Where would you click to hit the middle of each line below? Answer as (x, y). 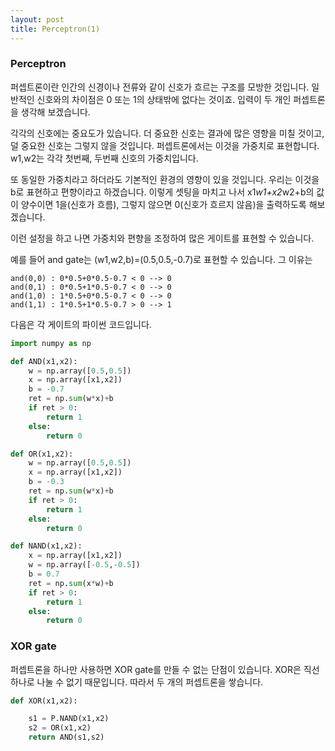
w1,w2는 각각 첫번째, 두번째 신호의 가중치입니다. (104, 158)
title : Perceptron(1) (55, 29)
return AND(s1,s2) (66, 737)
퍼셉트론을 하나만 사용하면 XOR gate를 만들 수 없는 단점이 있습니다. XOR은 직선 (165, 669)
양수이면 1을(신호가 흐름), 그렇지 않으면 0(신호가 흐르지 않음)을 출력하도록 (163, 204)
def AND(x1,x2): (44, 361)
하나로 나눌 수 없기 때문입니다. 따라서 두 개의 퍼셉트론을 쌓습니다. (137, 682)
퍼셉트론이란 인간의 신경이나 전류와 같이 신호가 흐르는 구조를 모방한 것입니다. (160, 87)
